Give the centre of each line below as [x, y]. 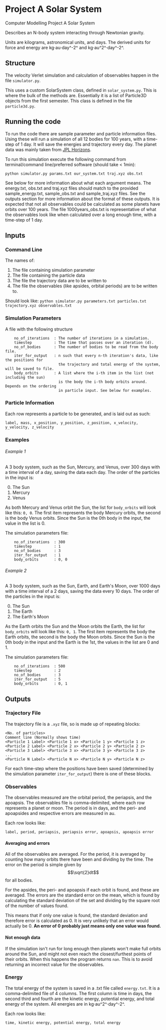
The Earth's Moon [31, 617]
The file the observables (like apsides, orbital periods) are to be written [85, 286]
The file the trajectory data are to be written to [59, 281]
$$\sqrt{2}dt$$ [83, 873]
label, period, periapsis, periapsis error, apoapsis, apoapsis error [80, 832]
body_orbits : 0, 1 [41, 684]
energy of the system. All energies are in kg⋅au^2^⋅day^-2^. [65, 1004]
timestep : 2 [37, 671]
